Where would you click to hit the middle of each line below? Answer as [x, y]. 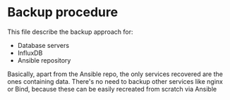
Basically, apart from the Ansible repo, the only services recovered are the [115, 74]
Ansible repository [44, 60]
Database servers [43, 45]
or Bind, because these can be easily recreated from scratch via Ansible [112, 89]
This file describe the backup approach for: [70, 32]
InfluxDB [30, 53]
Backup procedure [63, 12]
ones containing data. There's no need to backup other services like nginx [115, 81]
